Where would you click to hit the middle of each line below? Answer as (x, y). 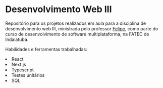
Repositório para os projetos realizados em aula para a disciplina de (76, 23)
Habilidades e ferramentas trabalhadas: (46, 49)
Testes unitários (28, 75)
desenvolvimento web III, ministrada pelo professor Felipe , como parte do (82, 28)
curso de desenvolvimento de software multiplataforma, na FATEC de (77, 34)
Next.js (19, 64)
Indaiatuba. (17, 39)
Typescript (23, 70)
